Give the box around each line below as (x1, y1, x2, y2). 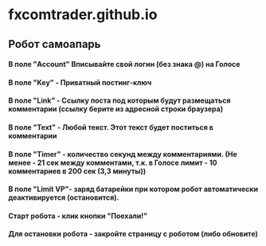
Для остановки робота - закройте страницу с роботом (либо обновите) (8, 229, 259, 239)
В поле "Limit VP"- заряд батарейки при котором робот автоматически (8, 185, 259, 194)
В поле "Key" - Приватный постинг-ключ (8, 77, 152, 87)
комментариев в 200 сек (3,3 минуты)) (8, 166, 147, 176)
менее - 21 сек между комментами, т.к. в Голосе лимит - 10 (8, 158, 217, 167)
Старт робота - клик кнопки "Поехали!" (8, 211, 148, 221)
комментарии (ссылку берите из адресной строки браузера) (8, 104, 224, 114)
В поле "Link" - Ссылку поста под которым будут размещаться (8, 96, 231, 105)
